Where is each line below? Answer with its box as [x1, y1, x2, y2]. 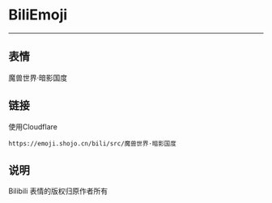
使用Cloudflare [8, 121, 58, 131]
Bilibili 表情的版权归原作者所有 [8, 186, 108, 196]
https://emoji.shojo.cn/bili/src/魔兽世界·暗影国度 [8, 139, 176, 147]
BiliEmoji [8, 6, 68, 24]
